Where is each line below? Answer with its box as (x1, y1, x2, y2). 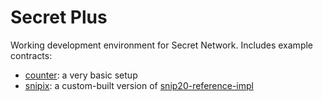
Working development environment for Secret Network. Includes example (10, 39, 314, 51)
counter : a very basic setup (24, 69, 138, 81)
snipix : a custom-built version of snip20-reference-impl (24, 79, 254, 91)
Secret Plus (10, 6, 108, 29)
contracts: (10, 49, 53, 61)
